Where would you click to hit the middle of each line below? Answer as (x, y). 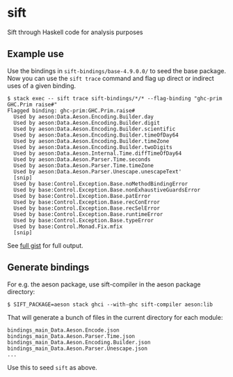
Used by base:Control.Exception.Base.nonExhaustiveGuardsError (107, 190)
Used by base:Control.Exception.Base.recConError (87, 202)
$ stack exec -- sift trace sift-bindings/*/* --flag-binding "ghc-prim (115, 98)
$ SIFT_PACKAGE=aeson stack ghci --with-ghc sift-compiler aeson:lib (110, 305)
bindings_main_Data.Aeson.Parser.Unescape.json (78, 348)
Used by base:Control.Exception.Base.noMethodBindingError (101, 184)
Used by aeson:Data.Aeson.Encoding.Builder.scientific (95, 129)
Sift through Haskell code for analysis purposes (75, 32)
